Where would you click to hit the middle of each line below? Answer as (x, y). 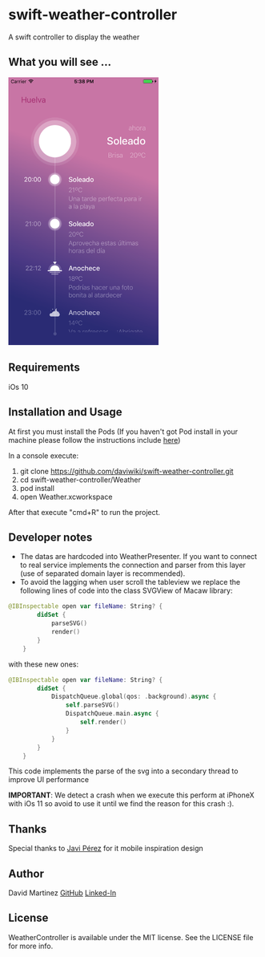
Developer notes (50, 538)
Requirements (44, 368)
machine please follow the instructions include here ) (94, 440)
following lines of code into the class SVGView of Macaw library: (126, 590)
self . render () (103, 722)
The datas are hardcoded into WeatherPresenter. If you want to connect (139, 557)
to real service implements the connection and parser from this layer (133, 565)
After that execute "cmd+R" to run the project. (84, 512)
